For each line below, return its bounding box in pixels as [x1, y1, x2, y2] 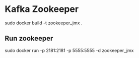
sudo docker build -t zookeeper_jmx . [5, 20, 83, 26]
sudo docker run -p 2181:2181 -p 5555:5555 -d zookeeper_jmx [5, 47, 134, 53]
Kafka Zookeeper [5, 3, 79, 15]
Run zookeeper [5, 34, 53, 43]
